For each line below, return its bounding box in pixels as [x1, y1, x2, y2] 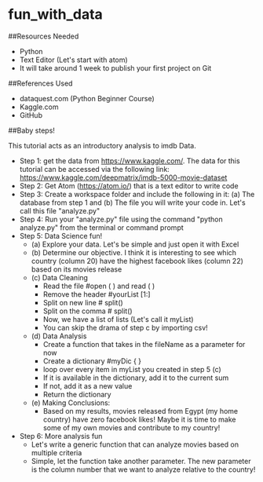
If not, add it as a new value [42, 381, 133, 390]
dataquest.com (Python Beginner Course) [19, 93, 155, 103]
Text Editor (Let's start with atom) [19, 55, 128, 64]
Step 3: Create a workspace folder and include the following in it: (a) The [19, 189, 255, 199]
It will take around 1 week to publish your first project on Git [19, 63, 212, 72]
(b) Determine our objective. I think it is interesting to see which [31, 247, 237, 257]
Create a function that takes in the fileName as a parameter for [42, 339, 246, 349]
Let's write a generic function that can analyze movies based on [31, 440, 239, 449]
